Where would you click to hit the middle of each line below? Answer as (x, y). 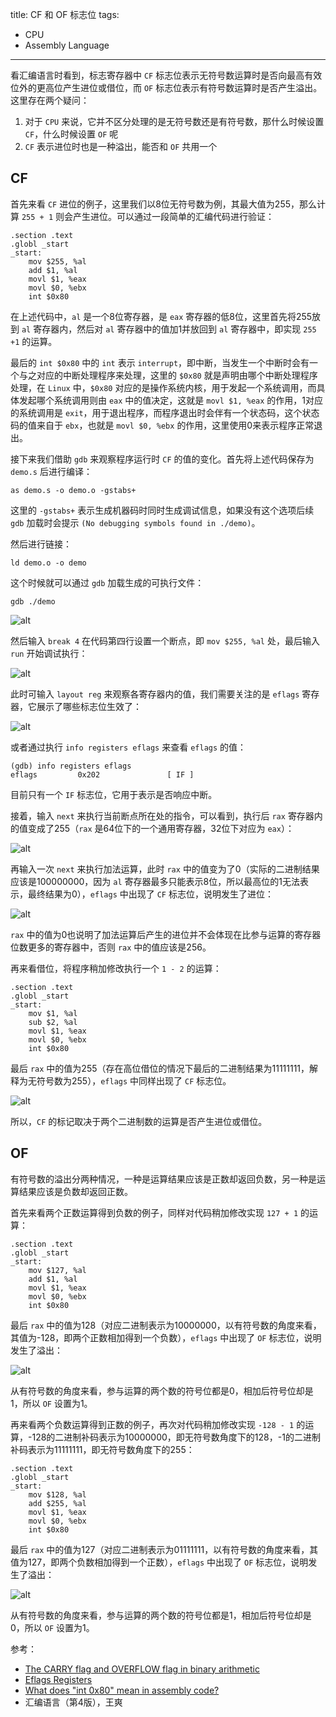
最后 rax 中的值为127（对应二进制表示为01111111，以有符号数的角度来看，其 (164, 1549)
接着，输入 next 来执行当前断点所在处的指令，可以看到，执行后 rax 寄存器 (162, 815)
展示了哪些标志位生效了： (89, 706)
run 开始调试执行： (49, 653)
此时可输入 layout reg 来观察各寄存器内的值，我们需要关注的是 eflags (155, 694)
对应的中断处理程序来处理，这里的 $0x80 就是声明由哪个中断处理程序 (177, 375)
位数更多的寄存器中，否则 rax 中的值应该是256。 (111, 947)
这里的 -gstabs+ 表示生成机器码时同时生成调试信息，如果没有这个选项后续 (162, 510)
